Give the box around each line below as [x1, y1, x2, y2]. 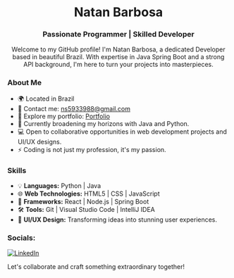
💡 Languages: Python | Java [17, 182, 101, 190]
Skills [7, 165, 27, 175]
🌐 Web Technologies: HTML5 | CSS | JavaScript [17, 189, 160, 198]
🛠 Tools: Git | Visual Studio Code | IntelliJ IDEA [17, 206, 155, 214]
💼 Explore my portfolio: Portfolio [17, 112, 111, 120]
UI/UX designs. [17, 137, 62, 146]
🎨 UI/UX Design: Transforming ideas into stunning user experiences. [17, 215, 217, 224]
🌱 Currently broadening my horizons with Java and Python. [17, 119, 190, 127]
